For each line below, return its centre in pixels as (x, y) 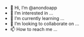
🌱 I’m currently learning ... (37, 18)
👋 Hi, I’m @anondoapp (34, 8)
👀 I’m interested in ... (32, 13)
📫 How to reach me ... (34, 29)
